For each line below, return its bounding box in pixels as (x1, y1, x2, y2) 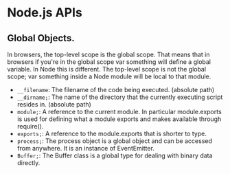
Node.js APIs (7, 5, 82, 21)
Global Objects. (7, 32, 75, 44)
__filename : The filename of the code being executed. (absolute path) (16, 86, 215, 94)
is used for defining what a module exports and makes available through (16, 115, 222, 123)
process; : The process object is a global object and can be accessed (16, 137, 213, 145)
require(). (16, 122, 44, 130)
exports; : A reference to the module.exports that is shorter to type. (16, 129, 207, 138)
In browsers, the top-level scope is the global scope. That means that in (7, 50, 211, 58)
